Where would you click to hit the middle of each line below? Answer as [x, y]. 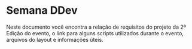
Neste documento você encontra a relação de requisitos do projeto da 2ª [96, 27]
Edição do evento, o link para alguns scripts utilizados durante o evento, [95, 33]
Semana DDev [42, 10]
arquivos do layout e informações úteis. [55, 39]
